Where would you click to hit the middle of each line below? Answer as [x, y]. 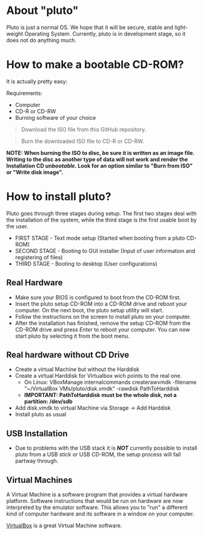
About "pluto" [42, 11]
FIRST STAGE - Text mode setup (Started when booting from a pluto [100, 238]
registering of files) [39, 257]
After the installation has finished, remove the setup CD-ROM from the [103, 323]
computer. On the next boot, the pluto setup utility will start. [89, 310]
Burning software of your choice [55, 117]
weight [15, 33]
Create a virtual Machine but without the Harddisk [77, 369]
